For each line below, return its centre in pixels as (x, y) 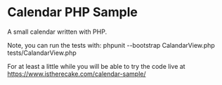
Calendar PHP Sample (73, 12)
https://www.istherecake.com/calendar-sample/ (77, 74)
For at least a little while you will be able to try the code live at (96, 66)
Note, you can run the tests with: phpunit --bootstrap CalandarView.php (111, 45)
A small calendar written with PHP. (57, 32)
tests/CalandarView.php (42, 53)
